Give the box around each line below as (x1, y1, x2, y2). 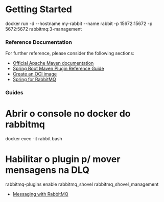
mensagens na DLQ (5, 164, 90, 176)
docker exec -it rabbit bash (5, 136, 62, 142)
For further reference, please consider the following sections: (5, 50, 134, 57)
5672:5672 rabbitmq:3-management (5, 26, 82, 32)
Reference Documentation (5, 38, 73, 45)
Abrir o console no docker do (5, 108, 131, 119)
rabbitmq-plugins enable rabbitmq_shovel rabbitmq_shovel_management (5, 181, 159, 187)
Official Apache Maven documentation (12, 60, 94, 66)
